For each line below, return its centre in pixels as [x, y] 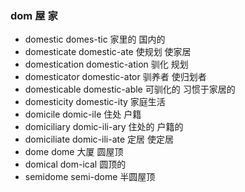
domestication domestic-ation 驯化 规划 [106, 64]
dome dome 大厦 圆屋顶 [74, 152]
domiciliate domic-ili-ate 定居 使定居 [99, 139]
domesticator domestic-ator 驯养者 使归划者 [115, 77]
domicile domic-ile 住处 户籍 [83, 114]
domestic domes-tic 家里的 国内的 [95, 39]
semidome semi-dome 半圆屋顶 [90, 177]
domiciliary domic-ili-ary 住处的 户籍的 [104, 127]
